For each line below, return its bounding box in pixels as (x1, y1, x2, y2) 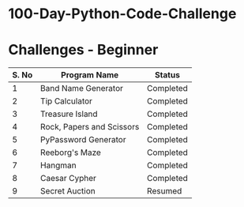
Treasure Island (40, 108, 98, 119)
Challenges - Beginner (8, 41, 159, 59)
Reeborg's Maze (40, 147, 101, 158)
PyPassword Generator (40, 134, 126, 145)
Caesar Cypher (40, 173, 97, 184)
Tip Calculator (40, 96, 93, 107)
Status (155, 70, 180, 81)
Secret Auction (40, 186, 96, 197)
